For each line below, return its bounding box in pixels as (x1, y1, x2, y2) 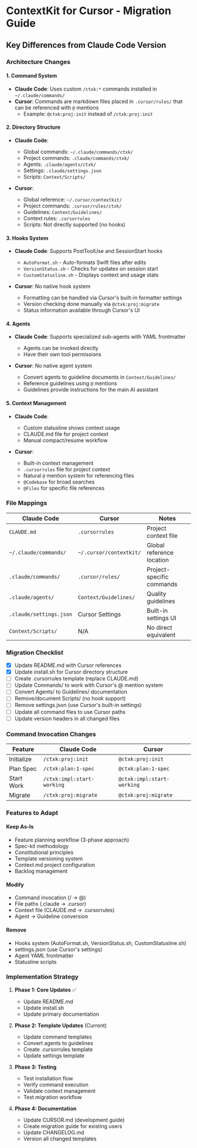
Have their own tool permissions (23, 351, 101, 358)
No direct (146, 623, 172, 632)
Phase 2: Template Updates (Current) (14, 1022, 107, 1029)
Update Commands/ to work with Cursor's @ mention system (14, 682, 163, 689)
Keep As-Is (6, 823, 34, 830)
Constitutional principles (14, 849, 74, 856)
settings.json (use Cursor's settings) (14, 946, 103, 953)
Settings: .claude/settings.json (23, 166, 101, 174)
